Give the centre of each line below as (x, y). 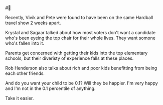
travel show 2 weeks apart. (33, 23)
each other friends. (25, 73)
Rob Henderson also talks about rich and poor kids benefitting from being (81, 68)
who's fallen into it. (25, 43)
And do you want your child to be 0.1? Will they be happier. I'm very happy (81, 83)
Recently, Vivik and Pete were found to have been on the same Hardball (79, 17)
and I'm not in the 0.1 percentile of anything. (50, 88)
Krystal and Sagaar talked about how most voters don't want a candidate (80, 32)
